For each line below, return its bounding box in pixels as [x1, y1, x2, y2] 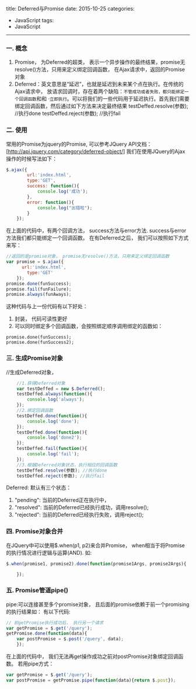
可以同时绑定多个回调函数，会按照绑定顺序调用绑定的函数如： [14, 323, 163, 330]
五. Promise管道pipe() [6, 586, 69, 595]
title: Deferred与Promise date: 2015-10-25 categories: [6, 5, 135, 12]
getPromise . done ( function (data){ [6, 630, 87, 637]
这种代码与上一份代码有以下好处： [6, 303, 88, 310]
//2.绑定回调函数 [16, 408, 54, 414]
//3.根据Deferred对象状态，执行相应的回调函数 [16, 462, 118, 468]
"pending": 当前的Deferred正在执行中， [14, 497, 110, 504]
